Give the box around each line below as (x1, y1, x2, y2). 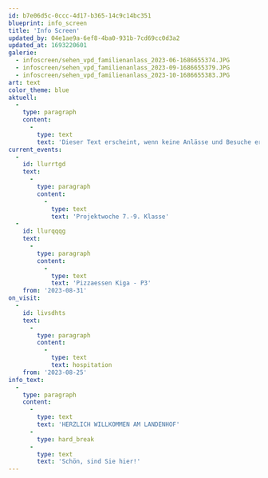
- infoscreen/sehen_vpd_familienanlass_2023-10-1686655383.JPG (15, 71, 230, 79)
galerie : (8, 49, 37, 57)
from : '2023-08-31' (22, 287, 88, 295)
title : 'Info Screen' (8, 26, 81, 34)
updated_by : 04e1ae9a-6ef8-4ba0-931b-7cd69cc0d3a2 (8, 34, 180, 42)
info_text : (8, 376, 45, 384)
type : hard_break (37, 435, 94, 444)
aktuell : (8, 94, 37, 102)
